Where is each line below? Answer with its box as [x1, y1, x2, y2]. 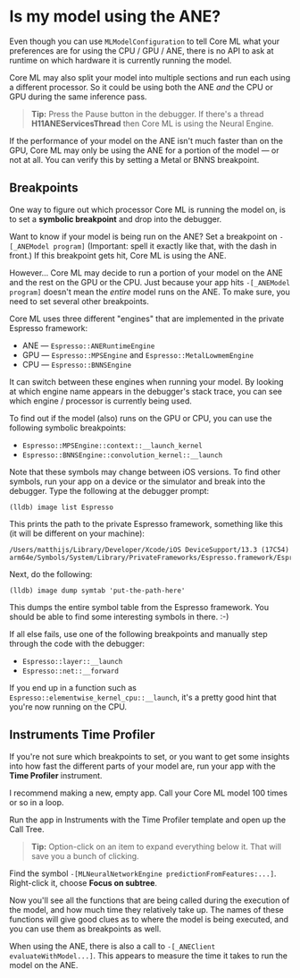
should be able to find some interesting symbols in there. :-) [9, 611, 229, 622]
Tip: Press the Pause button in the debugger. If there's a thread [30, 108, 264, 119]
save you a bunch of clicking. [30, 850, 140, 861]
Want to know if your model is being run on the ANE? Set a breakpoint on [9, 231, 279, 242]
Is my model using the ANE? [9, 6, 221, 27]
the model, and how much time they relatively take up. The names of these [9, 904, 284, 914]
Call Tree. [9, 823, 45, 834]
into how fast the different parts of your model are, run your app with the [9, 761, 276, 771]
